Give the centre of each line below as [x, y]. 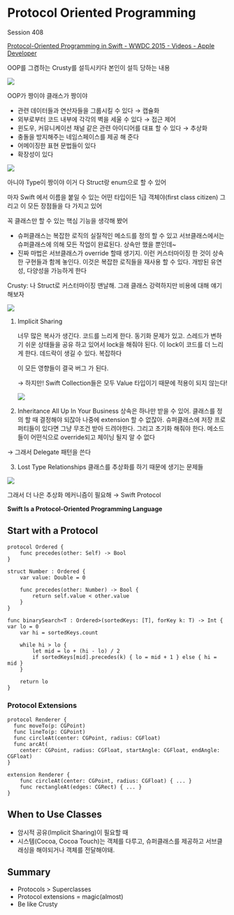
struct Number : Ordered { [46, 572]
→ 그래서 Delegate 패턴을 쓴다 [49, 452]
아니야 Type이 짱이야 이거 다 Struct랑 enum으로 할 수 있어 [87, 182]
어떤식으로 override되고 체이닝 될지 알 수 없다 [93, 437]
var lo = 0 [23, 626]
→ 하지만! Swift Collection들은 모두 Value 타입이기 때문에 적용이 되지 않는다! [122, 383]
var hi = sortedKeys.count [59, 632]
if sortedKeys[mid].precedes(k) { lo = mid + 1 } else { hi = [125, 657]
